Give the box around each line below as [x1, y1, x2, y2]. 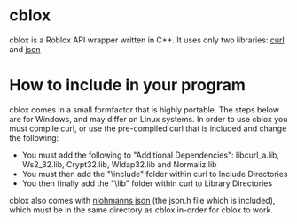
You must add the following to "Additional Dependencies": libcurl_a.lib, [21, 150, 280, 160]
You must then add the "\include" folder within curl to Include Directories [21, 168, 288, 179]
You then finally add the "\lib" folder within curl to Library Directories [21, 178, 273, 189]
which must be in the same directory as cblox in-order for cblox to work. [9, 205, 273, 215]
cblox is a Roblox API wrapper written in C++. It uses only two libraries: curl [9, 35, 285, 45]
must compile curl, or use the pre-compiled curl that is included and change [9, 123, 287, 134]
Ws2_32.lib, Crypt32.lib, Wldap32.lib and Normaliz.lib [21, 158, 217, 169]
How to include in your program [9, 75, 246, 96]
